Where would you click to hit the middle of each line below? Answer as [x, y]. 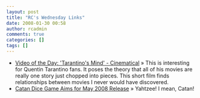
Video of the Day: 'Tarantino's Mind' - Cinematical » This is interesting [102, 63]
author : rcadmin [27, 29]
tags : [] [17, 46]
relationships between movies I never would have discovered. [92, 82]
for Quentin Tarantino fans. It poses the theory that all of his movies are [104, 69]
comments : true [25, 34]
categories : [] [25, 40]
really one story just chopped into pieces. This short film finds [92, 76]
